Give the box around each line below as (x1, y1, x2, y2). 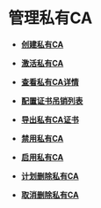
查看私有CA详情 (20, 76, 80, 87)
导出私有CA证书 (20, 114, 80, 125)
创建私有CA (20, 39, 64, 50)
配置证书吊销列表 (20, 95, 83, 106)
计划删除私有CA (20, 170, 80, 181)
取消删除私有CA (20, 189, 80, 200)
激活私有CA (20, 58, 64, 68)
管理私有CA (8, 8, 93, 28)
